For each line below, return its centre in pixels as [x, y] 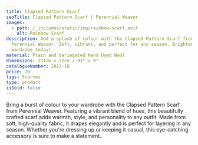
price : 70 [18, 72]
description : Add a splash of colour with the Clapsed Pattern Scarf [93, 39]
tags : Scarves [24, 77]
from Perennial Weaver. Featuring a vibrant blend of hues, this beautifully [95, 111]
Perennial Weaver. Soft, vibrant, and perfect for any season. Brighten [103, 45]
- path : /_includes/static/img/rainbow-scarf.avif [75, 28]
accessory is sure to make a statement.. [55, 136]
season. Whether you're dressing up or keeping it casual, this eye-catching [97, 129]
